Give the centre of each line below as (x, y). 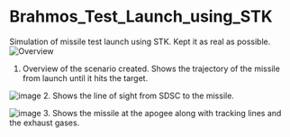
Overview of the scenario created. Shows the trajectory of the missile (151, 68)
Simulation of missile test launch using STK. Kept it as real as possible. (140, 41)
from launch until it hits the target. (85, 78)
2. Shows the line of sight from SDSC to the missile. (139, 96)
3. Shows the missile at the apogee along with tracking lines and (163, 113)
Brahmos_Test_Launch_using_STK (141, 17)
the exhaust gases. (45, 123)
